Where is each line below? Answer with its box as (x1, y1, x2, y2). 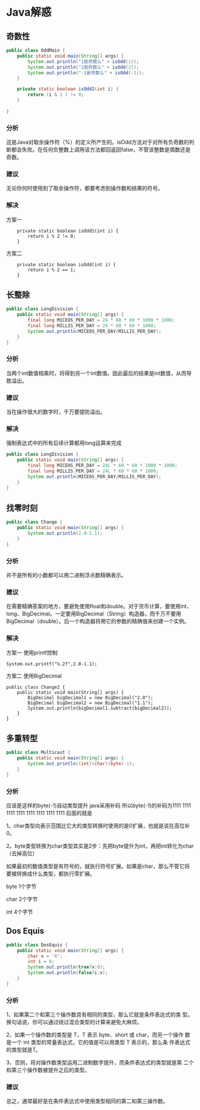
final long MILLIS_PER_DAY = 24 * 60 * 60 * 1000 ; (27, 322, 156, 328)
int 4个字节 (6, 909, 33, 916)
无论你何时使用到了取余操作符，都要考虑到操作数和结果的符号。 (6, 185, 163, 192)
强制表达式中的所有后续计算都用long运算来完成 (6, 439, 122, 447)
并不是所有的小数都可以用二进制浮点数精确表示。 (6, 571, 127, 578)
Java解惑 (6, 5, 52, 19)
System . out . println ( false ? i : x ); (27, 970, 109, 976)
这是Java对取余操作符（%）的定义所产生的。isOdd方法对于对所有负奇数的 (6, 138, 189, 146)
